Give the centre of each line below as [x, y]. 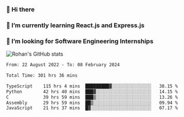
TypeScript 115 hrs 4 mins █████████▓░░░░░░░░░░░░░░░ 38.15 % [92, 86]
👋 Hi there [21, 9]
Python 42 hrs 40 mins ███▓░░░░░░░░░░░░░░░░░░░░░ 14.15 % [92, 92]
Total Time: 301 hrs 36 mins [42, 76]
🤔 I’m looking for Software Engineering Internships [80, 41]
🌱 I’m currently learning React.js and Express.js [75, 25]
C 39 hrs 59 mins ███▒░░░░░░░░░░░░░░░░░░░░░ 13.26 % [92, 97]
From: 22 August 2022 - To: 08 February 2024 [63, 65]
